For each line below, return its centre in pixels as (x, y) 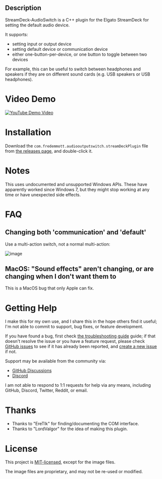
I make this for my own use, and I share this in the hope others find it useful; (81, 321)
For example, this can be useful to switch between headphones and (73, 69)
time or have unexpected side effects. (43, 194)
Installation (28, 132)
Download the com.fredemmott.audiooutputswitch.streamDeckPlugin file (77, 146)
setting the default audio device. (37, 25)
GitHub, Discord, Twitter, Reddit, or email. (46, 391)
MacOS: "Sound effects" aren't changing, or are (80, 269)
